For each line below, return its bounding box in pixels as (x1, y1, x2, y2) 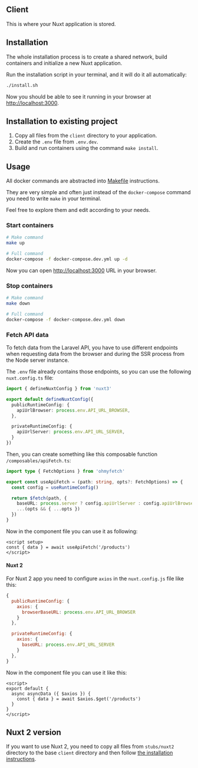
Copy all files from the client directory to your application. (14, 132, 157, 139)
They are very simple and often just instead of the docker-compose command (6, 189, 191, 196)
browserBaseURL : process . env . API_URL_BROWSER (21, 609, 136, 615)
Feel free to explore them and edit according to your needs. (6, 207, 151, 214)
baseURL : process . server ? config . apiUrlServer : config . (16, 501, 162, 506)
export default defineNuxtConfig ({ (6, 396, 94, 402)
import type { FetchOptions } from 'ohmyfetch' (6, 468, 126, 474)
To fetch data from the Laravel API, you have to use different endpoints (6, 344, 179, 351)
